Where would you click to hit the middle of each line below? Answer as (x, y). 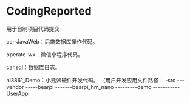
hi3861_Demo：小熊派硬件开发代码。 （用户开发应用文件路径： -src (91, 80)
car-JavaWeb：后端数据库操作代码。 (52, 41)
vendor (15, 87)
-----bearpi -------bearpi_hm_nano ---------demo (88, 87)
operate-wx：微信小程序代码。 (45, 54)
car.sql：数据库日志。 (33, 67)
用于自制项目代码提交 (33, 28)
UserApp (17, 93)
